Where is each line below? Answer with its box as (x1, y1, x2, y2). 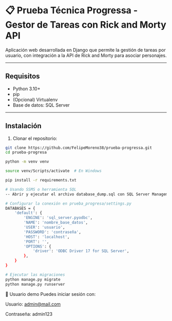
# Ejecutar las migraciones (5, 272, 66, 277)
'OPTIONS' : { (24, 244, 52, 249)
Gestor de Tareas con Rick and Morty (5, 19, 166, 31)
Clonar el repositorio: (12, 135, 57, 142)
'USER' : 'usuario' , (24, 225, 66, 230)
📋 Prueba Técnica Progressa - (5, 5, 138, 16)
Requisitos (5, 72, 40, 81)
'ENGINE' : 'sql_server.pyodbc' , (24, 215, 93, 220)
